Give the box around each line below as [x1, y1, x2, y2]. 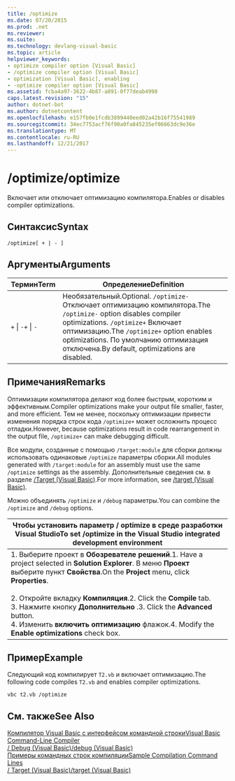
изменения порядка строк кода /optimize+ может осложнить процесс [7, 417, 218, 425]
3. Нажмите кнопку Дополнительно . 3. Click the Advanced [10, 602, 213, 612]
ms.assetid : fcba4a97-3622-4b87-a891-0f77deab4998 [7, 88, 158, 95]
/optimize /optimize [7, 171, 120, 186]
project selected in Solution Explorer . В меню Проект [10, 558, 190, 568]
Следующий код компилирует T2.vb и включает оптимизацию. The [7, 671, 206, 679]
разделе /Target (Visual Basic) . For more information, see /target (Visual [7, 475, 214, 483]
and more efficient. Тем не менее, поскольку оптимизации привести [7, 410, 211, 418]
